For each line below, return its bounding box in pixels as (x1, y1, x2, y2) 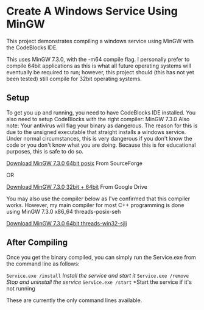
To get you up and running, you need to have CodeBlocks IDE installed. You (6, 108, 196, 116)
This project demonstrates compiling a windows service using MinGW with (6, 37, 194, 44)
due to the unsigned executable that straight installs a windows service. (6, 128, 186, 135)
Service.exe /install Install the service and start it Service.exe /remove (6, 272, 189, 279)
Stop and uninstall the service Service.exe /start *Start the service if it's (6, 278, 192, 286)
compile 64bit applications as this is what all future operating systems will (6, 62, 192, 69)
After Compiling (6, 238, 68, 248)
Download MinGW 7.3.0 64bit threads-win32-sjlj (6, 219, 127, 227)
